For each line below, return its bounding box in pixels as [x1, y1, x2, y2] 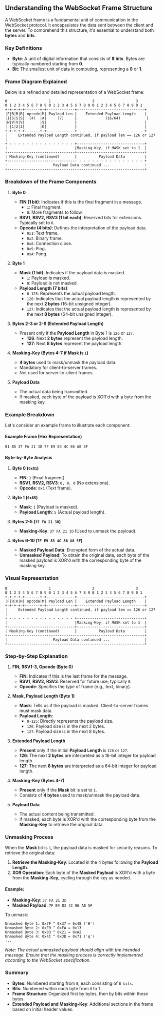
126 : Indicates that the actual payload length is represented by [26, 295, 151, 302]
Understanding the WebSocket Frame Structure [5, 4, 153, 12]
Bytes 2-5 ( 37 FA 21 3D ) [12, 519, 61, 525]
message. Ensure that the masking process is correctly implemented [5, 952, 143, 958]
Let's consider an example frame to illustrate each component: [5, 422, 131, 428]
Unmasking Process [5, 833, 54, 840]
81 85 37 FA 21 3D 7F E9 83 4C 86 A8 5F [5, 444, 89, 449]
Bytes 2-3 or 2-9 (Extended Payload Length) [12, 321, 104, 326]
